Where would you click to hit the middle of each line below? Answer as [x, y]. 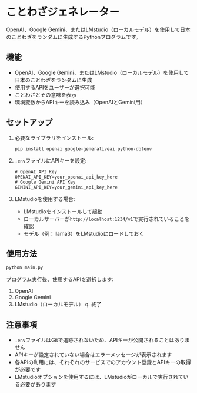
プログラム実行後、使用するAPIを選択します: [60, 279]
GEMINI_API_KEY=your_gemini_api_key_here [66, 187]
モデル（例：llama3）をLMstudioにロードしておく [84, 233]
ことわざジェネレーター [63, 12]
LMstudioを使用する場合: [45, 199]
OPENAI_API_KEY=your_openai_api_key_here [66, 177]
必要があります [38, 384]
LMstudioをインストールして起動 [63, 211]
